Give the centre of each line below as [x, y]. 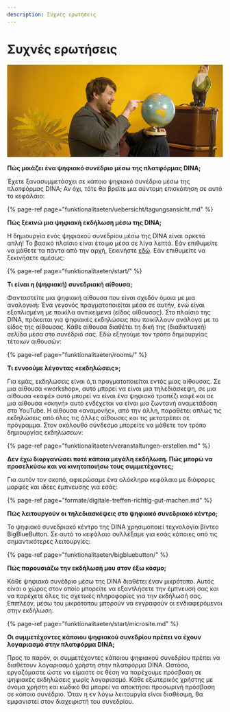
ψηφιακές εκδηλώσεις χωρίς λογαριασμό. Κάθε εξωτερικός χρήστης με [110, 679]
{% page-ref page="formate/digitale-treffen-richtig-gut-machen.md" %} [110, 500]
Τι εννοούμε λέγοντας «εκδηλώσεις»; [64, 368]
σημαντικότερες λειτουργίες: [49, 541]
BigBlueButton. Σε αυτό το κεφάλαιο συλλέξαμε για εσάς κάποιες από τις [112, 534]
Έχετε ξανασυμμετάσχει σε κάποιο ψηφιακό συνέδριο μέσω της [99, 181]
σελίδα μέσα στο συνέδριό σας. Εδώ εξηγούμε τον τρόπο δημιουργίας [107, 334]
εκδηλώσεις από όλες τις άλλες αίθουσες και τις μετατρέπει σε [99, 417]
